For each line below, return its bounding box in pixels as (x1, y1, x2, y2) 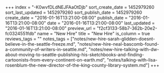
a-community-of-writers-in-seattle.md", (5, 47, 88, 52)
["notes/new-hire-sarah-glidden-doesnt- (70, 36, 155, 42)
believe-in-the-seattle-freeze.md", (5, 41, 77, 47)
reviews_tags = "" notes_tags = (5, 36, 70, 42)
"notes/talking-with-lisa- (107, 57, 158, 63)
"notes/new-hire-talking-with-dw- (88, 47, 159, 52)
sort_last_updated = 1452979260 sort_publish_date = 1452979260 (5, 9, 142, 15)
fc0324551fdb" (5, 31, 37, 36)
